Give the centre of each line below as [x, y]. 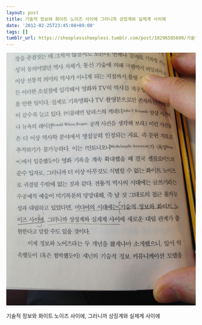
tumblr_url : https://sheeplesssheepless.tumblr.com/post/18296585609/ [96, 38]
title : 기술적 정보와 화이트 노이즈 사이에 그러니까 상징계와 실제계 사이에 [86, 19]
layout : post [23, 13]
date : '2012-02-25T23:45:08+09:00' [51, 25]
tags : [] [17, 32]
